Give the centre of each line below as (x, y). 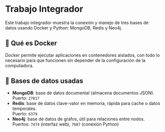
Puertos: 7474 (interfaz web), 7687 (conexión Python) (66, 124)
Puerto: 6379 (25, 113)
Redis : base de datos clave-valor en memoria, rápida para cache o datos (86, 103)
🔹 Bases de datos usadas (44, 81)
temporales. (24, 108)
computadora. (19, 65)
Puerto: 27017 (26, 98)
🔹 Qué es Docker (31, 43)
